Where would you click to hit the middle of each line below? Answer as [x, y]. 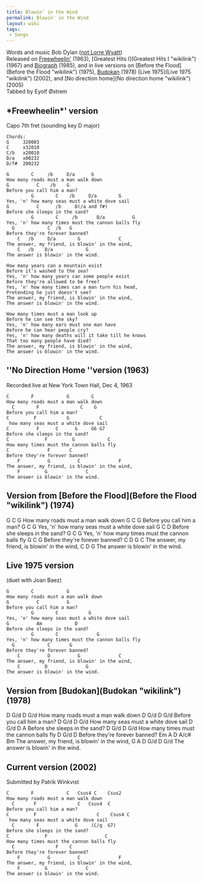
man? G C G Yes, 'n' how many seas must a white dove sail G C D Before [98, 527]
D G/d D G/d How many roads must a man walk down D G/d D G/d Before [99, 715]
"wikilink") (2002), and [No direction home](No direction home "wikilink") [98, 79]
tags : [13, 29]
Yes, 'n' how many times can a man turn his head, [72, 287]
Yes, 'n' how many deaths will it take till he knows [76, 335]
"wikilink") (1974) [40, 505]
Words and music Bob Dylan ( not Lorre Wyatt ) [64, 52]
